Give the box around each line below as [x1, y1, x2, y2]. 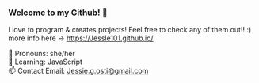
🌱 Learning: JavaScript [8, 57, 83, 66]
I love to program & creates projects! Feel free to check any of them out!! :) [8, 25, 252, 35]
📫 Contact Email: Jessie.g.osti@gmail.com [8, 66, 149, 76]
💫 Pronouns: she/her [8, 49, 75, 58]
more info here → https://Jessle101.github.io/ [8, 33, 154, 43]
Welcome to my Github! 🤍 [8, 7, 109, 18]
